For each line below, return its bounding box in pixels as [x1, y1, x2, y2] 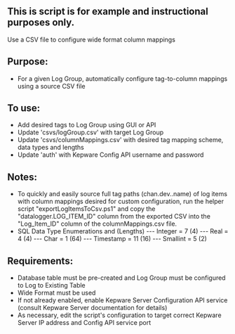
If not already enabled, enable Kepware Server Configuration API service [17, 296, 228, 304]
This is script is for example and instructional [7, 6, 208, 18]
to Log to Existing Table [17, 281, 86, 290]
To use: [7, 102, 41, 115]
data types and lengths [17, 143, 84, 152]
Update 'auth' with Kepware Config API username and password [17, 150, 204, 159]
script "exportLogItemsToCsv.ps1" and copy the [17, 205, 156, 213]
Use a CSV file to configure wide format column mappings [7, 35, 175, 44]
